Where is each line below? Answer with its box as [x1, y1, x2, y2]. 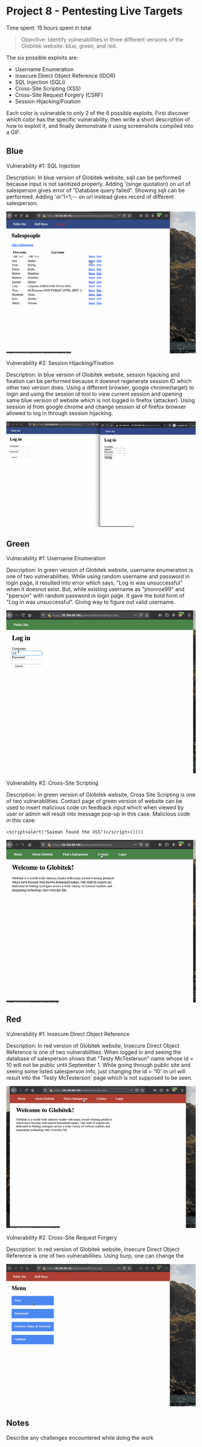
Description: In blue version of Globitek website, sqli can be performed [6, 174, 182, 181]
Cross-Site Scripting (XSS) [14, 84, 81, 92]
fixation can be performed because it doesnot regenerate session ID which [6, 378, 192, 385]
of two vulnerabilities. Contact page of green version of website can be [6, 797, 183, 805]
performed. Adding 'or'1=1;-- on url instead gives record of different [6, 193, 174, 200]
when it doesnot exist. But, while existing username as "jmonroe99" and [6, 586, 185, 593]
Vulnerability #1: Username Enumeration [6, 555, 106, 562]
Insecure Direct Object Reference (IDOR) [14, 72, 116, 79]
